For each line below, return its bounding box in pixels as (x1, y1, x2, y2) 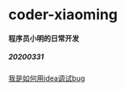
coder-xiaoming (8, 6, 119, 24)
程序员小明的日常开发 (8, 34, 79, 43)
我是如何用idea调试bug (8, 73, 85, 83)
